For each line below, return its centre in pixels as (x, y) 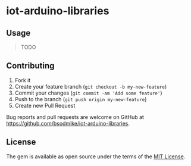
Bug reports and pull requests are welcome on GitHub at (75, 117)
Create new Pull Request (45, 105)
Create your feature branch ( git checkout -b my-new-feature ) (91, 86)
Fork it (23, 80)
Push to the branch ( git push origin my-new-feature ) (81, 99)
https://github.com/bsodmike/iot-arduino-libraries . (68, 123)
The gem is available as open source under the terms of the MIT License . (96, 156)
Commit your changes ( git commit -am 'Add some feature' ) (88, 93)
